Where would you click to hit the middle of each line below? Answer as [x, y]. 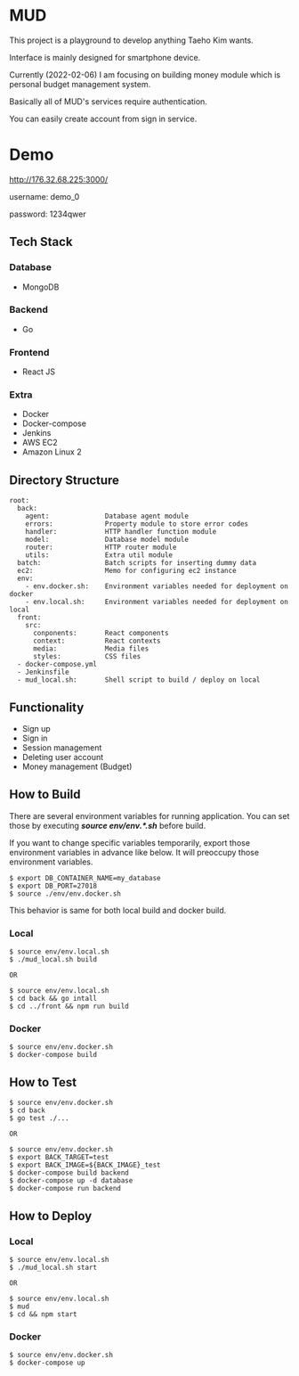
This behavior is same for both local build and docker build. [118, 910]
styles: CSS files [87, 657]
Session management [62, 748]
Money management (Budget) [77, 766]
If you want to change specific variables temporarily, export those [130, 842]
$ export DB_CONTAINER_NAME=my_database [85, 878]
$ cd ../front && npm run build [69, 1007]
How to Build [45, 794]
